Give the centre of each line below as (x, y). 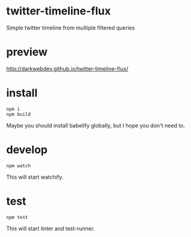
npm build (19, 114)
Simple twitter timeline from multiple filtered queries (71, 28)
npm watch (19, 166)
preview (27, 52)
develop (27, 150)
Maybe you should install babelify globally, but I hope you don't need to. (96, 125)
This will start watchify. (35, 177)
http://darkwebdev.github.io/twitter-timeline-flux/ (67, 69)
